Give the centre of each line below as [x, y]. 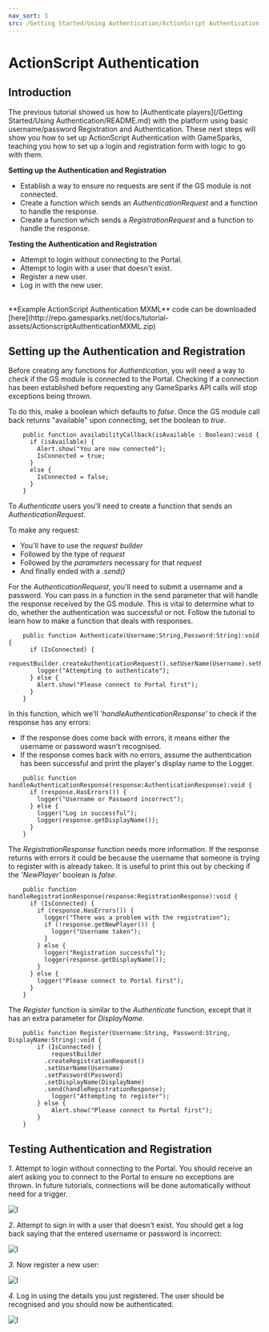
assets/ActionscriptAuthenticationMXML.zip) [82, 326]
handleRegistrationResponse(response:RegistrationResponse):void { [123, 897]
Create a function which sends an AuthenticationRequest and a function [139, 202]
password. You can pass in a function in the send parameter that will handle [133, 596]
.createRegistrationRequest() [94, 1061]
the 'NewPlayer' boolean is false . [63, 875]
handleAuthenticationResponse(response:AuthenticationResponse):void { [130, 785]
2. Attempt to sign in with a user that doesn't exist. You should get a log [126, 1225]
